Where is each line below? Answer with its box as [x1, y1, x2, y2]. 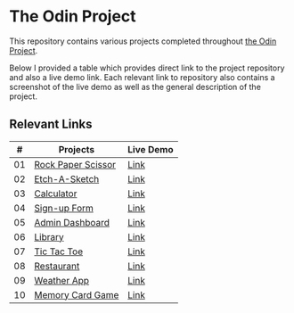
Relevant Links [9, 117, 93, 132]
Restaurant [34, 259, 80, 272]
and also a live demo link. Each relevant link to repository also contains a [9, 71, 275, 82]
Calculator [34, 187, 78, 200]
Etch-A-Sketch [34, 172, 100, 185]
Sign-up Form [34, 202, 94, 214]
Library [34, 230, 64, 243]
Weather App [34, 274, 90, 286]
